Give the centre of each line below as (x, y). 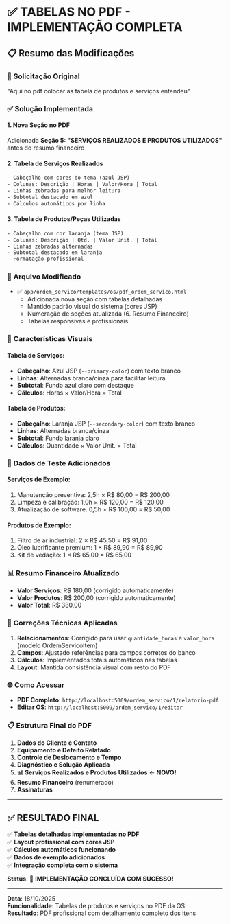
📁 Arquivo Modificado (44, 277)
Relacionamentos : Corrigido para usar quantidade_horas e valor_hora (116, 638)
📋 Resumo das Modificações (71, 53)
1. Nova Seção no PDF (39, 125)
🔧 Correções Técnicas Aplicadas (62, 623)
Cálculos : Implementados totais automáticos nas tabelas (97, 660)
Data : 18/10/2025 (31, 899)
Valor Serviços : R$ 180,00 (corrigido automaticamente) (95, 590)
